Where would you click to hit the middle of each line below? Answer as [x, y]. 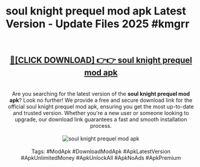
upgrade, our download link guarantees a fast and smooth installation [101, 119]
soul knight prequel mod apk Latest [96, 11]
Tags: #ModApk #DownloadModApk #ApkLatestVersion [101, 151]
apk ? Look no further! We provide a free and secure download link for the [101, 100]
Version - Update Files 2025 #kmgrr [98, 24]
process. [101, 125]
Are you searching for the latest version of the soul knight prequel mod [101, 93]
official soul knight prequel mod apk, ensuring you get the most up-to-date [101, 106]
